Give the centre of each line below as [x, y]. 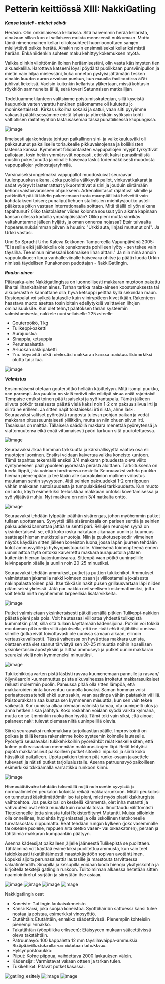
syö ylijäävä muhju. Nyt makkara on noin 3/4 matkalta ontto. [66, 497]
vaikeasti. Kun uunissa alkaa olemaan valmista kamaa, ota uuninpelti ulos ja [82, 705]
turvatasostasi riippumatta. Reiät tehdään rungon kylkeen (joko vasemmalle [82, 823]
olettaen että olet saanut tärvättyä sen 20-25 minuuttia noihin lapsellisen [78, 644]
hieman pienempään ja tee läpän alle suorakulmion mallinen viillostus [75, 475]
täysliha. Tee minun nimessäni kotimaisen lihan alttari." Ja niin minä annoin [81, 252]
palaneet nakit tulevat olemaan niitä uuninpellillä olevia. [61, 721]
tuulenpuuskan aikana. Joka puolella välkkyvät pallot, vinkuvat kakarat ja [79, 180]
